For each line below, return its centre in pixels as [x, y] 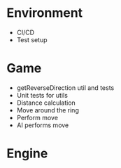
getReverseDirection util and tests [65, 88]
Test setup [32, 39]
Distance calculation [46, 103]
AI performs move [43, 125]
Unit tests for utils [42, 95]
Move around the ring [48, 110]
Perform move [37, 117]
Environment [45, 13]
